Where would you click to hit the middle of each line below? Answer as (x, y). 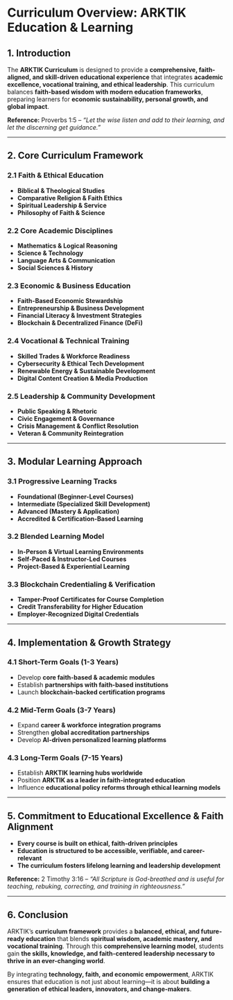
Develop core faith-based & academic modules (86, 677)
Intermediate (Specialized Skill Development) (84, 503)
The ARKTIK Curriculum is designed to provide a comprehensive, (102, 70)
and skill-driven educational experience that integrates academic (128, 77)
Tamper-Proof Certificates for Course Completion (90, 600)
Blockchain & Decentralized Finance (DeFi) (80, 323)
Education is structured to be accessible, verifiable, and (100, 851)
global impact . (28, 106)
